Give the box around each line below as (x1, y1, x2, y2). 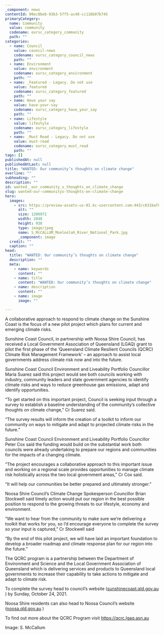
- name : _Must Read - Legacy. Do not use (9, 135, 95, 139)
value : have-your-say (14, 103, 58, 108)
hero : (5, 194, 16, 199)
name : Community (9, 21, 42, 26)
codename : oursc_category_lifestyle (14, 125, 89, 130)
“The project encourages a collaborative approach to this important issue (5, 461, 152, 467)
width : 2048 (18, 216, 42, 222)
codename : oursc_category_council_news (14, 52, 95, 58)
